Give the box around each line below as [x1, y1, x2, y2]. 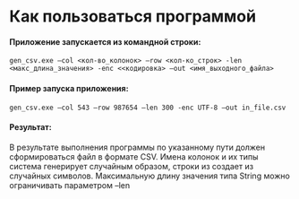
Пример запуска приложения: [9, 82, 129, 93]
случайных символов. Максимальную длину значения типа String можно [9, 170, 291, 181]
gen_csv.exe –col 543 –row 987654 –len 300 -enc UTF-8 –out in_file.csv [9, 103, 286, 112]
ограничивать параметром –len [9, 179, 131, 190]
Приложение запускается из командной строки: [9, 36, 201, 47]
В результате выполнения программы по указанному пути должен [9, 142, 266, 152]
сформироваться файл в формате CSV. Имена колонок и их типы [9, 151, 259, 162]
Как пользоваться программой [9, 6, 257, 27]
